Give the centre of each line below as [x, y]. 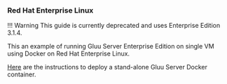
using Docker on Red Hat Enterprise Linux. [69, 53]
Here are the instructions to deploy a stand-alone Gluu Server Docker [108, 67]
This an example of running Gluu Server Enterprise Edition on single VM [111, 47]
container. [22, 74]
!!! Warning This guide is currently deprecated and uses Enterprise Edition [114, 26]
